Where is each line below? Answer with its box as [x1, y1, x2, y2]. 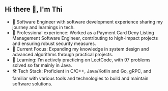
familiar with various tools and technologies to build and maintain [12, 75, 149, 81]
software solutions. [12, 80, 53, 87]
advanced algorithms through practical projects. [12, 51, 114, 57]
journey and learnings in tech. [12, 24, 75, 30]
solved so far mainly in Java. [12, 62, 72, 68]
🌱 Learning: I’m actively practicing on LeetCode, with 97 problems [12, 57, 151, 63]
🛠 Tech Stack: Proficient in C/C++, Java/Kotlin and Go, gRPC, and [12, 67, 151, 74]
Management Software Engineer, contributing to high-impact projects [12, 35, 158, 41]
